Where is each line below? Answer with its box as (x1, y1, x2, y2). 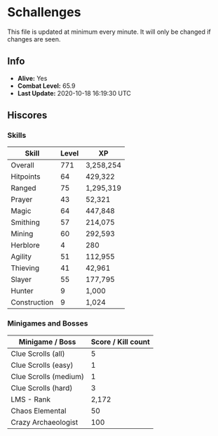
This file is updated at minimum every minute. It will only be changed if (7, 27, 212, 36)
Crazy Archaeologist (11, 417, 79, 427)
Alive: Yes (17, 74, 48, 82)
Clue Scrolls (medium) (11, 371, 84, 381)
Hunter (11, 286, 34, 296)
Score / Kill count (90, 337, 150, 347)
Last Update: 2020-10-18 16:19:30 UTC (17, 89, 132, 97)
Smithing (11, 217, 40, 227)
